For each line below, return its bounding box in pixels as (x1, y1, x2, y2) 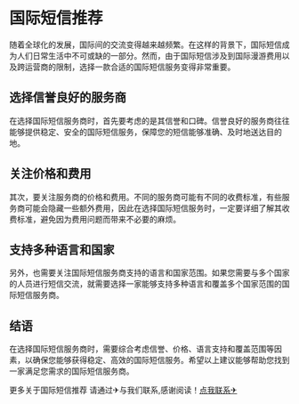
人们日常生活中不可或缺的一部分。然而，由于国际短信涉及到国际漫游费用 (16, 50, 282, 61)
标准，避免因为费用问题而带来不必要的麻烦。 (16, 214, 181, 224)
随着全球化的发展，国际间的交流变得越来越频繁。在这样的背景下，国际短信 (9, 39, 282, 50)
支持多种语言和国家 (9, 242, 115, 257)
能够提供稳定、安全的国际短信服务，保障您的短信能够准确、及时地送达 (9, 126, 267, 137)
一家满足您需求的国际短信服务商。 (9, 366, 134, 376)
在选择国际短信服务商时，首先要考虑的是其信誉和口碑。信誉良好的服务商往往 (9, 115, 290, 125)
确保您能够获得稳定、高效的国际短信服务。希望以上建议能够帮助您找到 (32, 355, 290, 366)
